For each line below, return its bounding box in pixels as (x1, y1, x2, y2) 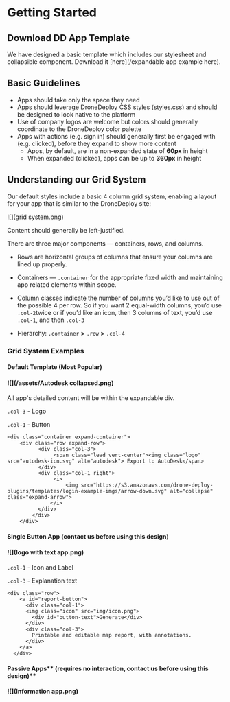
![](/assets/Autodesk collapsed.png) (7, 379, 115, 387)
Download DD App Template (7, 32, 130, 44)
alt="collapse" (170, 488, 214, 495)
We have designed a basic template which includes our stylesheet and (7, 50, 207, 58)
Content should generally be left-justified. (7, 226, 125, 234)
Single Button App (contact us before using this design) (7, 532, 170, 540)
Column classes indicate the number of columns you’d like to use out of (16, 294, 220, 302)
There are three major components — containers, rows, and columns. (7, 239, 204, 248)
